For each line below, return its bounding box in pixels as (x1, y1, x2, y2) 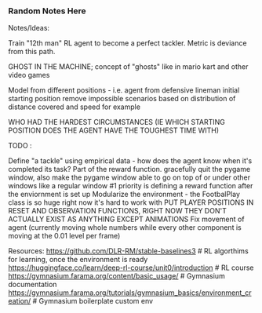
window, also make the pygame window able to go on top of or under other (8, 173, 251, 182)
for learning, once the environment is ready (8, 255, 148, 264)
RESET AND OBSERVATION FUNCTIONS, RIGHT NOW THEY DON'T (8, 206, 227, 216)
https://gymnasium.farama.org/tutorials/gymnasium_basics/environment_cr (8, 288, 253, 297)
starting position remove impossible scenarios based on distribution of (8, 94, 236, 104)
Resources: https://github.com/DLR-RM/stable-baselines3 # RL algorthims (8, 246, 249, 256)
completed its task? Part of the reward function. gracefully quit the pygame (8, 165, 251, 174)
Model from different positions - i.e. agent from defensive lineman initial (8, 86, 240, 95)
